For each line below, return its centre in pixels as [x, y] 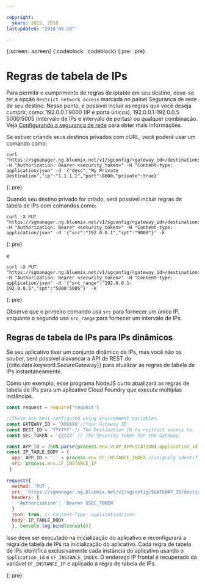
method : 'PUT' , [31, 486]
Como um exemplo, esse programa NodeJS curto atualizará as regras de [98, 383]
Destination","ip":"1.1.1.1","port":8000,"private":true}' [83, 176]
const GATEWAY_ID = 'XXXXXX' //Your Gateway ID [67, 424]
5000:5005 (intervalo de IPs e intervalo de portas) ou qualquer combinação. [102, 119]
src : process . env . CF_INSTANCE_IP [54, 464]
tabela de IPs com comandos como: [51, 206]
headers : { [26, 498]
